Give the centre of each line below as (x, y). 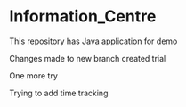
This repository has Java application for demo (93, 41)
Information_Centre (83, 16)
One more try (33, 75)
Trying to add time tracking (59, 93)
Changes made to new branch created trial (88, 58)
